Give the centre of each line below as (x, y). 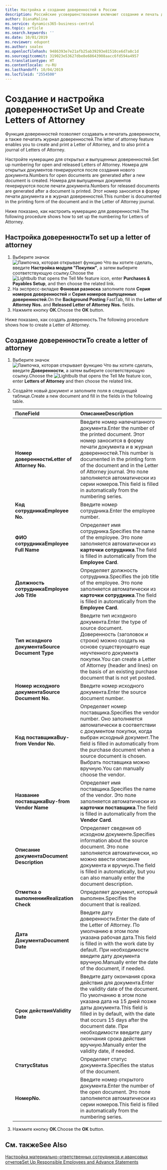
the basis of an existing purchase (119, 672)
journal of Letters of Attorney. (35, 150)
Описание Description (107, 414)
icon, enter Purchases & (125, 278)
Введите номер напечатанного (118, 422)
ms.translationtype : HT (30, 61)
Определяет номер (103, 706)
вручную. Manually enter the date (119, 962)
